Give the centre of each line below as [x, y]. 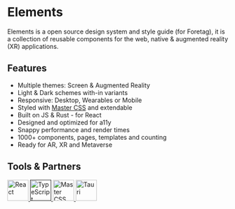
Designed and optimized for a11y [64, 122]
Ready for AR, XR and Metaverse [65, 145]
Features [27, 68]
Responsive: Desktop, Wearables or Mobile [80, 100]
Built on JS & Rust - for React [59, 115]
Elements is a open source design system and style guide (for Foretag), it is [116, 31]
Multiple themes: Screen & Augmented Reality [84, 85]
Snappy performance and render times [73, 129]
